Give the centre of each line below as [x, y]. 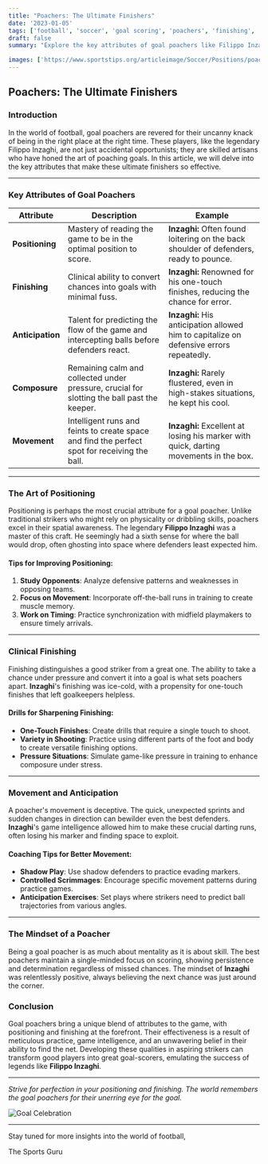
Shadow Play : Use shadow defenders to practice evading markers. [130, 872]
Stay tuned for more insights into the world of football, [97, 1136]
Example [212, 215]
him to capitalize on [205, 334]
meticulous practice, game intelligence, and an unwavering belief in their [128, 1041]
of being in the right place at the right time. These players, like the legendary [134, 141]
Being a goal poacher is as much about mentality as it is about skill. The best [134, 951]
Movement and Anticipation [63, 793]
